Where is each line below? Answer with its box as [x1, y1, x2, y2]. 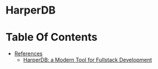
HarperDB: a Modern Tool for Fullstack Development [23, 57, 153, 64]
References [14, 50, 43, 57]
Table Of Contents [5, 31, 98, 44]
